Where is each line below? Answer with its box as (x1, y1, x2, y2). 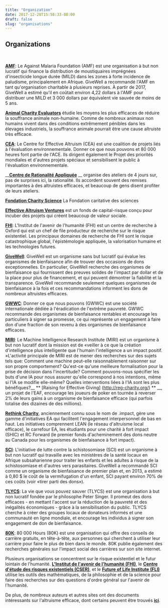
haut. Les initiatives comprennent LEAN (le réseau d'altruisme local (5, 421, 144, 427)
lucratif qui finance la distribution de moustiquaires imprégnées (5, 68, 136, 74)
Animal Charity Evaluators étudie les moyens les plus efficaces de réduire (5, 110, 159, 116)
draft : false (5, 17, 33, 22)
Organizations (5, 40, 51, 48)
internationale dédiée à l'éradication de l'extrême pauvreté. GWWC (5, 306, 144, 312)
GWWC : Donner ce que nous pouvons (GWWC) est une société (5, 300, 137, 306)
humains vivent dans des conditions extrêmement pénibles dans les (5, 121, 145, 127)
